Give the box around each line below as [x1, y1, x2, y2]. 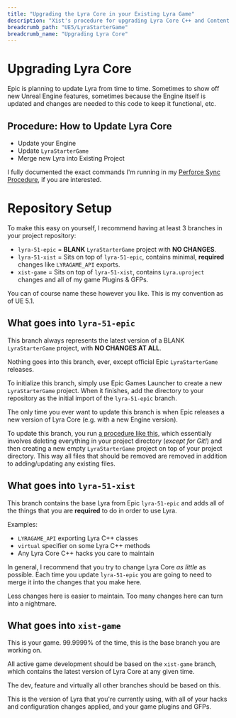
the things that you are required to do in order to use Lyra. [7, 506, 177, 515]
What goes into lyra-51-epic [7, 317, 136, 329]
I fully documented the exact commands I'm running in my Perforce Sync [7, 168, 221, 176]
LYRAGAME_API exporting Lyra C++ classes [17, 534, 138, 542]
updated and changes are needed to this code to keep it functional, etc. [7, 100, 216, 108]
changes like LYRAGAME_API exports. [17, 260, 120, 269]
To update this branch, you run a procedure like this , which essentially [7, 429, 212, 437]
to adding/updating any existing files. [7, 459, 116, 468]
